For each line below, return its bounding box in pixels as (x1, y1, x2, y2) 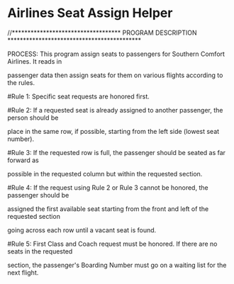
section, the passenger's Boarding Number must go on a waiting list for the (7, 261, 227, 269)
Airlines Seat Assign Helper (7, 5, 173, 21)
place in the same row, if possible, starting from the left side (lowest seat (7, 127, 220, 135)
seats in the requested (7, 246, 73, 256)
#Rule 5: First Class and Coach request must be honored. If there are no (7, 239, 218, 248)
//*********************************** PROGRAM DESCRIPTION (7, 28, 197, 37)
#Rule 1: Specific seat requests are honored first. (7, 92, 150, 101)
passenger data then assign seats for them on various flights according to (7, 71, 223, 79)
